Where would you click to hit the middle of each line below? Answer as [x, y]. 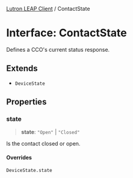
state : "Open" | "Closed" [50, 132]
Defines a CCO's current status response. [58, 49]
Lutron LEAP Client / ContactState [48, 9]
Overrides [19, 158]
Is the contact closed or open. [43, 144]
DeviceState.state [29, 170]
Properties [26, 102]
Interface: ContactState [67, 33]
